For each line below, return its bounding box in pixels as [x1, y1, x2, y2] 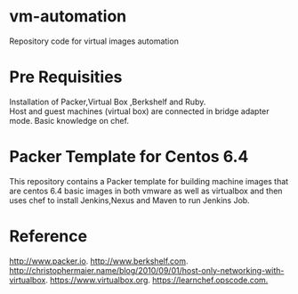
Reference [9, 226, 87, 246]
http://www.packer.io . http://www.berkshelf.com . [9, 256, 189, 266]
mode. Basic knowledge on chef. [9, 115, 129, 126]
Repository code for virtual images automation [9, 36, 180, 46]
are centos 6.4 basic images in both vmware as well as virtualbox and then [9, 185, 283, 196]
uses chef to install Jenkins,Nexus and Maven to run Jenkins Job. [9, 194, 251, 206]
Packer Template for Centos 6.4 [9, 147, 249, 167]
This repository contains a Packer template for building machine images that [9, 176, 289, 186]
